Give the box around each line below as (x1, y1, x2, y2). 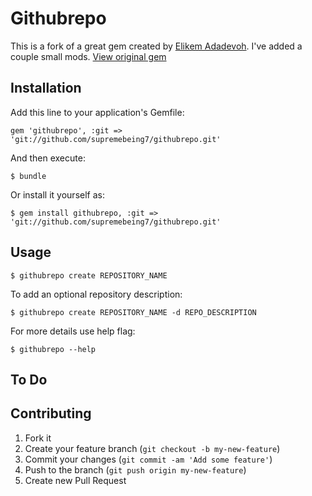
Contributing (10, 405, 92, 422)
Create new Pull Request (24, 474, 127, 486)
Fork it (24, 432, 52, 444)
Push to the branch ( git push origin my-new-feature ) (24, 463, 247, 476)
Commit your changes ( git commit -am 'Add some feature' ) (24, 453, 273, 465)
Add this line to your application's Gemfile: (10, 106, 185, 118)
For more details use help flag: (10, 325, 136, 337)
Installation (10, 80, 82, 97)
